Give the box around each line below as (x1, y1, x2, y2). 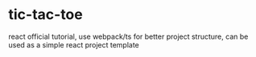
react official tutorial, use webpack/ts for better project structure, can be (8, 32, 249, 41)
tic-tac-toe (8, 6, 83, 24)
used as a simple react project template (8, 40, 139, 49)
